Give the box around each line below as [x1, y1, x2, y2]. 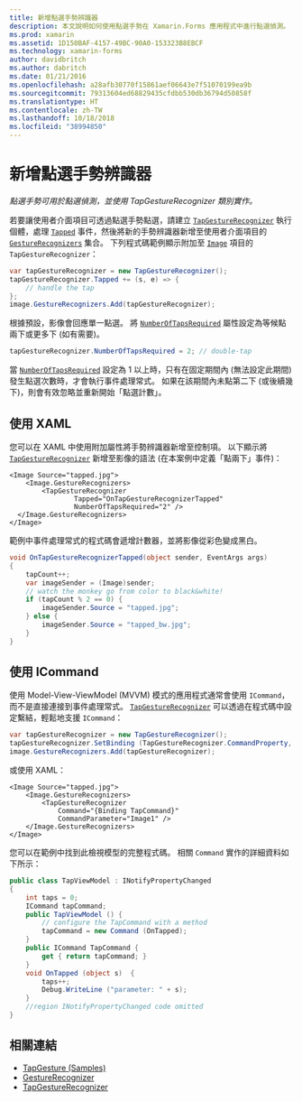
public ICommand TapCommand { [25, 944, 140, 953]
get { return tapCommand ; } [41, 951, 147, 961]
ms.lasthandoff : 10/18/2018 [9, 114, 115, 123]
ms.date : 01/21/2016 [9, 72, 87, 81]
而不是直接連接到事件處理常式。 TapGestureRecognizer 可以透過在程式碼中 [9, 701, 285, 712]
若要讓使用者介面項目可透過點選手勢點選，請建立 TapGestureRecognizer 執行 [9, 214, 293, 226]
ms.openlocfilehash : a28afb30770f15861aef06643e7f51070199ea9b [9, 80, 252, 89]
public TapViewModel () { [25, 910, 124, 919]
